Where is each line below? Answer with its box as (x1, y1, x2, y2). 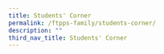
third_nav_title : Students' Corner (8, 33, 128, 42)
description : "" (8, 26, 63, 34)
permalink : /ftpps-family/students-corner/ (8, 19, 157, 27)
